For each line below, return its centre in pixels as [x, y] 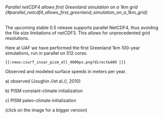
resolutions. [17, 38]
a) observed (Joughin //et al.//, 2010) [43, 81]
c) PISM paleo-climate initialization [41, 101]
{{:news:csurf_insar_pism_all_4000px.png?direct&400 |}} [66, 62]
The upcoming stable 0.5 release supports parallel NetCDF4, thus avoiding [82, 28]
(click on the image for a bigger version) [46, 110]
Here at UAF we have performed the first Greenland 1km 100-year [73, 48]
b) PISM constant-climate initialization [44, 91]
